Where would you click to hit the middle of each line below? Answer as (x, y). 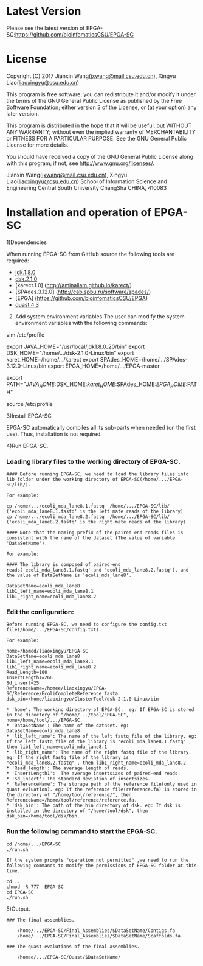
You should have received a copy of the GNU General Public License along (100, 156)
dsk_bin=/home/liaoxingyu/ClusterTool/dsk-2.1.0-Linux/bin (83, 699)
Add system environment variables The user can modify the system (100, 316)
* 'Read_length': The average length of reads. (68, 768)
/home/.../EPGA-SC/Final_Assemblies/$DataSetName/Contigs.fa (96, 930)
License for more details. (37, 145)
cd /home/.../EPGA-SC (34, 844)
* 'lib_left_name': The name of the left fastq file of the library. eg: (102, 737)
